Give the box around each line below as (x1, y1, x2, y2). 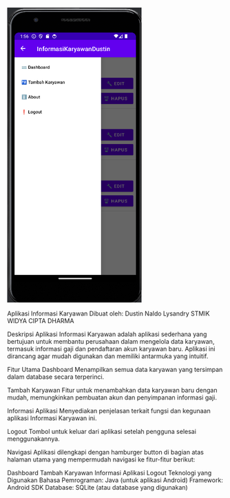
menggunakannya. (7, 435, 60, 443)
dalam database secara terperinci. (7, 373, 105, 381)
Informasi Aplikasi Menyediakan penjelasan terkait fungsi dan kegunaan (7, 407, 211, 415)
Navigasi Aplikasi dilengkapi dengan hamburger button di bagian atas (7, 448, 205, 456)
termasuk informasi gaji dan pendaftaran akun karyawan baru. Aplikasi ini (7, 345, 216, 353)
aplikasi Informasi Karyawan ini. (7, 414, 98, 422)
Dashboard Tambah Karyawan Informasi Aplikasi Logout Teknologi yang (7, 469, 212, 477)
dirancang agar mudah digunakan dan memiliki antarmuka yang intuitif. (7, 352, 209, 360)
